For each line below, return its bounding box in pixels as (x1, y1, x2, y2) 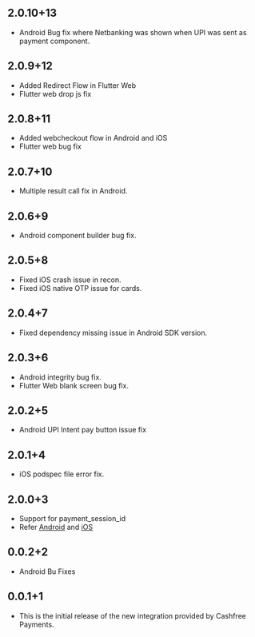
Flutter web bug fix (18, 141, 82, 151)
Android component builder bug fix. (18, 231, 137, 241)
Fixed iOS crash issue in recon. (18, 275, 122, 285)
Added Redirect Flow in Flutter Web (18, 80, 137, 90)
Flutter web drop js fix (18, 89, 92, 98)
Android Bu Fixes (18, 567, 76, 576)
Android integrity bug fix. (18, 372, 102, 382)
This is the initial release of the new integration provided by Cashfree (18, 611, 247, 620)
